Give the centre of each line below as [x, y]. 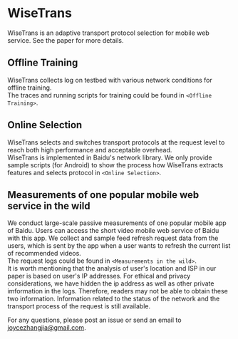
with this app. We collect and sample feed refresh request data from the [113, 238]
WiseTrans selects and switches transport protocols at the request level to [116, 142]
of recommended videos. [45, 254]
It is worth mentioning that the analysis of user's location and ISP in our [112, 268]
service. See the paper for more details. [66, 40]
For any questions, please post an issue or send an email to [94, 320]
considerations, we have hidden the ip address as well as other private [111, 283]
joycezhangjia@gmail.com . [47, 328]
